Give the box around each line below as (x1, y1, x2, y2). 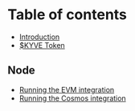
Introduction (18, 32, 60, 42)
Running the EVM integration (18, 85, 115, 94)
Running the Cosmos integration (18, 93, 126, 103)
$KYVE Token (18, 40, 65, 50)
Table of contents (7, 6, 128, 24)
